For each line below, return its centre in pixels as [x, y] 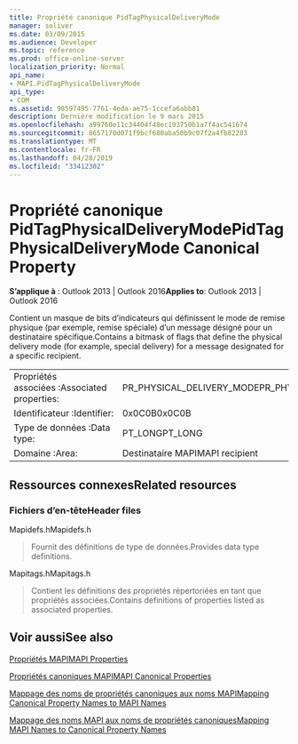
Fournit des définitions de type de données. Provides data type [145, 547]
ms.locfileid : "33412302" [57, 166]
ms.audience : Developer [53, 42]
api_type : [27, 92]
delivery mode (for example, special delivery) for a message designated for [147, 347]
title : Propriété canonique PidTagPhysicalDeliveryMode [114, 17]
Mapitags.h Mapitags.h [50, 573]
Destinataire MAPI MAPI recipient [190, 453]
